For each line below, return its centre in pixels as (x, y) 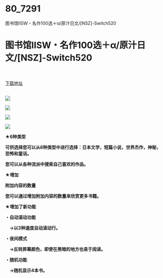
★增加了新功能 (21, 206)
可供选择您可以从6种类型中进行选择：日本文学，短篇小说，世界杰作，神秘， (83, 147)
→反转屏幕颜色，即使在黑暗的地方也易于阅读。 (57, 249)
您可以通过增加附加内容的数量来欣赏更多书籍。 (53, 196)
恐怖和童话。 (18, 153)
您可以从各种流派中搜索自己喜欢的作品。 (47, 164)
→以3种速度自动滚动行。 (35, 227)
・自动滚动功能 (20, 217)
